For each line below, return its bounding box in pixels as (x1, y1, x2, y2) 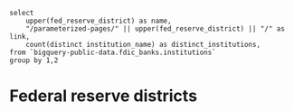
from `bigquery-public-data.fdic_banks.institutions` (9, 48, 217, 57)
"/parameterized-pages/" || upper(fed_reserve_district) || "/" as (25, 24, 285, 33)
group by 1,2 (9, 56, 59, 65)
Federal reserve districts (9, 86, 197, 106)
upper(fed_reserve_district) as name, (25, 16, 172, 25)
